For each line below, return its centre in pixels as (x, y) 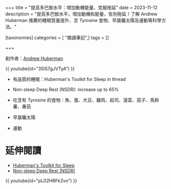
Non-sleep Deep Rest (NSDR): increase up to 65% (66, 89)
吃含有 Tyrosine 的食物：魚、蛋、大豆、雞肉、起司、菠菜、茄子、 (81, 100)
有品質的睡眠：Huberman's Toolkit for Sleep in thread (69, 79)
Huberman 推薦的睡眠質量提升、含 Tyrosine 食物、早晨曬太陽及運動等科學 (83, 20)
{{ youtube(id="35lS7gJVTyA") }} (40, 69)
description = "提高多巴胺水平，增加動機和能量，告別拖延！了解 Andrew (81, 14)
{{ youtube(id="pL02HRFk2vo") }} (41, 180)
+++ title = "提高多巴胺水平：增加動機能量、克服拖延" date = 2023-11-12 (81, 7)
